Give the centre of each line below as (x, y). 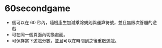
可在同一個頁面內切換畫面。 (40, 34)
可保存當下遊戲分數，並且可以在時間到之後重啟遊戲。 (65, 40)
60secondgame (37, 8)
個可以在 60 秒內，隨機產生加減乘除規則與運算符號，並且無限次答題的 (82, 22)
